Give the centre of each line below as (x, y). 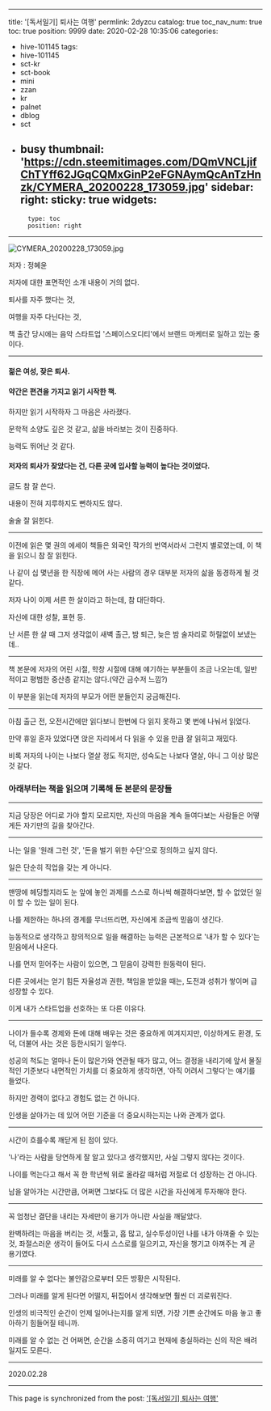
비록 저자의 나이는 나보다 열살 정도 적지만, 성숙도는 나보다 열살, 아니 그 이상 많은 (134, 755)
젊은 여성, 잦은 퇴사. (39, 371)
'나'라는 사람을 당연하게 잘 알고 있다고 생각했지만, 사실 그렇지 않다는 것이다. (126, 1157)
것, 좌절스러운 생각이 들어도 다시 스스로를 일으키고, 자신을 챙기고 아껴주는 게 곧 (132, 1244)
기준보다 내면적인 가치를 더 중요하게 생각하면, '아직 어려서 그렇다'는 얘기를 (139, 1071)
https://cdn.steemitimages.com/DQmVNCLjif (140, 162)
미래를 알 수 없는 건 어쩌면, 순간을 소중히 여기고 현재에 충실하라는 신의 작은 (125, 1341)
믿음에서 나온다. (33, 947)
